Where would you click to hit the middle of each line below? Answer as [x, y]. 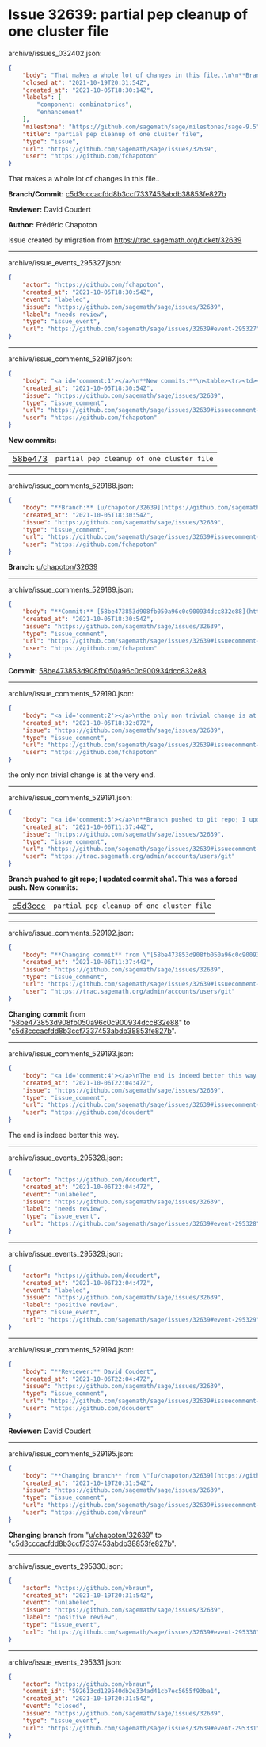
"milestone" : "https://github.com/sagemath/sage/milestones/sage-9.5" [141, 127]
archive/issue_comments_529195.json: [71, 1453]
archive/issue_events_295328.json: [66, 1158]
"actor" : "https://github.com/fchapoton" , [93, 285]
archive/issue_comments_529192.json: [71, 933]
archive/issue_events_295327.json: [65, 263]
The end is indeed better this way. [64, 1135]
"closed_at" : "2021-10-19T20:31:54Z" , [86, 82]
